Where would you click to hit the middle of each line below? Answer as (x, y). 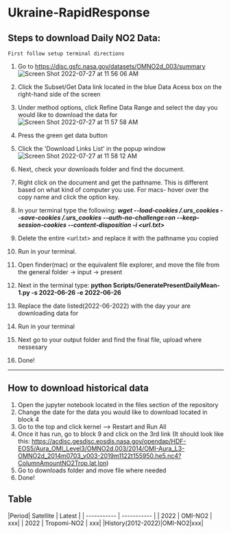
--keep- (188, 218)
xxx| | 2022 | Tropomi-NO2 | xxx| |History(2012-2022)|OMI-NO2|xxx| (106, 523)
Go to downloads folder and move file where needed (92, 470)
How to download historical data (78, 388)
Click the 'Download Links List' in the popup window (92, 148)
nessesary (32, 347)
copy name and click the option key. (69, 197)
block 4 (28, 419)
